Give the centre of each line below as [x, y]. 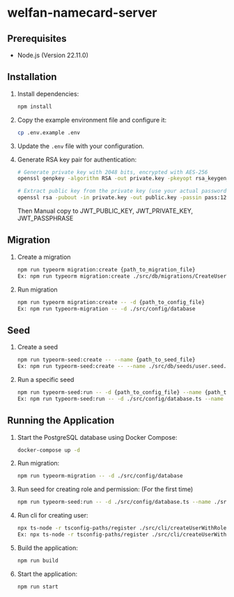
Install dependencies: [48, 94]
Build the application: [47, 548]
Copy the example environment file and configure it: [92, 120]
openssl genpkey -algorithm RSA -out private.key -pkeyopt [105, 179]
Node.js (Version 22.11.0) [53, 55]
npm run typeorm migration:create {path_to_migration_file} [106, 269]
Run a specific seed [46, 379]
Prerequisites [37, 39]
